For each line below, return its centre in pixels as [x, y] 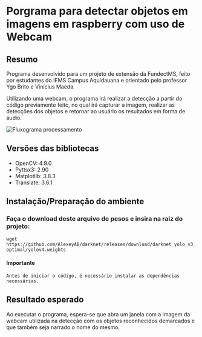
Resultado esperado [45, 300]
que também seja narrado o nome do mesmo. [63, 327]
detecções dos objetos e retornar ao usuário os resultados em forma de [96, 111]
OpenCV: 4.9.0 [33, 163]
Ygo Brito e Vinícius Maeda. [41, 87]
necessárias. [23, 281]
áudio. [14, 118]
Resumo [22, 59]
